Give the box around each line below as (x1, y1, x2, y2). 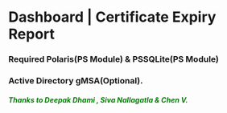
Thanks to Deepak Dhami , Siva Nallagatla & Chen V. (8, 95, 188, 104)
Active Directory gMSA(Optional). (8, 75, 143, 87)
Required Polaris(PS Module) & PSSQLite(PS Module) (8, 54, 220, 65)
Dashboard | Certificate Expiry (8, 8, 217, 26)
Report (8, 25, 55, 43)
